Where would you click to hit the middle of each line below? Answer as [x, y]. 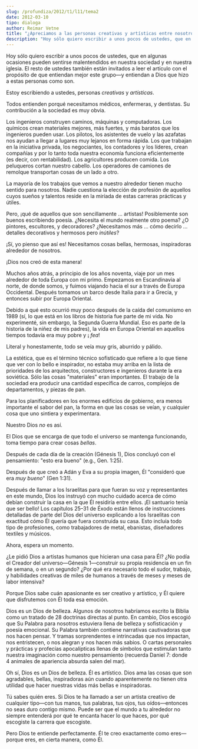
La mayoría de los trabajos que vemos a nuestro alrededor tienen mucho [94, 183]
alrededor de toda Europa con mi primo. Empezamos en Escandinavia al [93, 280]
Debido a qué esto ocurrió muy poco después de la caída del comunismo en [99, 310]
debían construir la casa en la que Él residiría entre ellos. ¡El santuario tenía [97, 502]
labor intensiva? [25, 582]
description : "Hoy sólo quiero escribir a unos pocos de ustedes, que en [99, 39]
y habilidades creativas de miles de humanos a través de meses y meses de [98, 575]
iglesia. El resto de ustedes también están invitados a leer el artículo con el [97, 68]
